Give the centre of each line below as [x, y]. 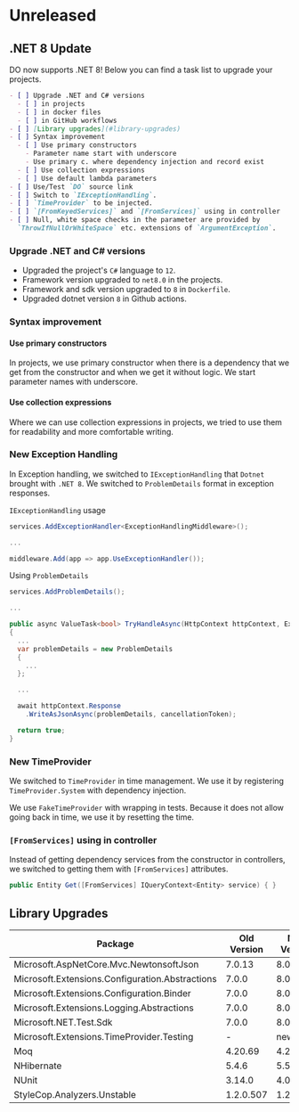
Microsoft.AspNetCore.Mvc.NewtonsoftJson [106, 964]
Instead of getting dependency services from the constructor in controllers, [148, 860]
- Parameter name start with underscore [101, 154]
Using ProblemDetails [49, 576]
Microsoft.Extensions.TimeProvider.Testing [104, 1036]
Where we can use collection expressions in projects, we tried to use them [146, 422]
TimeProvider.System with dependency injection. [98, 790]
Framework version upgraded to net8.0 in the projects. [122, 280]
